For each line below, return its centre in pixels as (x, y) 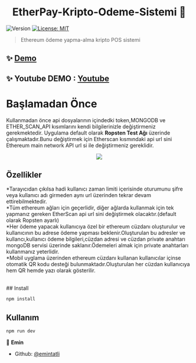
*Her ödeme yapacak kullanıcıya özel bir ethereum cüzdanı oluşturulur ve (96, 227)
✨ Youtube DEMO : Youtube (58, 78)
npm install (21, 299)
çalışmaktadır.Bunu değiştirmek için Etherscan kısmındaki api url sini (89, 139)
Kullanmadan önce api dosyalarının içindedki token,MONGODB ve (86, 120)
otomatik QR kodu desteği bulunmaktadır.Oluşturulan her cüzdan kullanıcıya (98, 264)
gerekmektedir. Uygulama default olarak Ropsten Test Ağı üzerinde (88, 133)
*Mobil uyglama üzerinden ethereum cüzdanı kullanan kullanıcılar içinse (94, 258)
